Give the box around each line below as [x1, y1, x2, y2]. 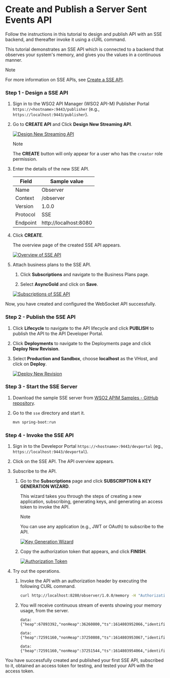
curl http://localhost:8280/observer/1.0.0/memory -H [20, 593, 136, 598]
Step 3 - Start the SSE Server [5, 383, 77, 390]
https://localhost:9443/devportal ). [12, 449, 89, 454]
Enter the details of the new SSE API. [12, 166, 90, 172]
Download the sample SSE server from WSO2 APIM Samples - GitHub [12, 395, 158, 401]
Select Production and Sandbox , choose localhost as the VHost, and [12, 355, 158, 361]
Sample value [50, 178, 84, 185]
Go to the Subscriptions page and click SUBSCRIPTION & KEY [20, 478, 152, 484]
